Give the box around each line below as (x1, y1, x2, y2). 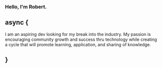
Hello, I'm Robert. (5, 3, 47, 10)
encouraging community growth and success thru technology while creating (5, 36, 157, 42)
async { (5, 18, 29, 27)
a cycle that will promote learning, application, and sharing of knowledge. (5, 41, 151, 47)
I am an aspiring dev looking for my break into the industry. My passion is (5, 31, 151, 37)
